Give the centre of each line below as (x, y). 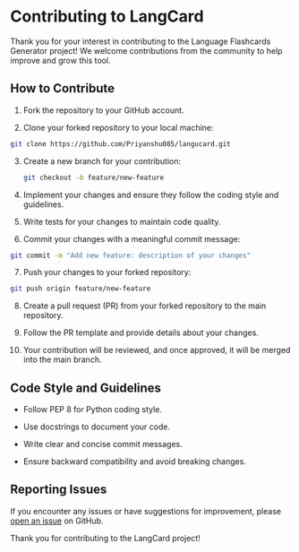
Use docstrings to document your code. (97, 427)
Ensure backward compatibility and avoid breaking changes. (135, 461)
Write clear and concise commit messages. (103, 444)
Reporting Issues (59, 490)
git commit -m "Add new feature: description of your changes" (131, 255)
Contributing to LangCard (107, 17)
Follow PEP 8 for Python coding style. (92, 410)
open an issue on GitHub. (57, 521)
